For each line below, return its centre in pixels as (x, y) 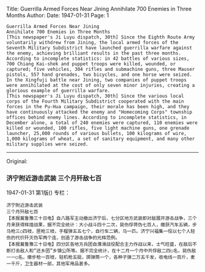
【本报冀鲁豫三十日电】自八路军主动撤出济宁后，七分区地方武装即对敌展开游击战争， (97, 219)
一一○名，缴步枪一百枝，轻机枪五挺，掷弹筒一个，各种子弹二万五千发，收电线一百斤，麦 (101, 257)
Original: (17, 161)
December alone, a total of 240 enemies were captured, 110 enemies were (102, 123)
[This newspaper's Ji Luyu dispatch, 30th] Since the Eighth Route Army (101, 37)
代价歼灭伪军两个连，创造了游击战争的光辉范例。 (67, 238)
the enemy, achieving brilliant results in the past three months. (94, 53)
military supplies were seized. (47, 144)
